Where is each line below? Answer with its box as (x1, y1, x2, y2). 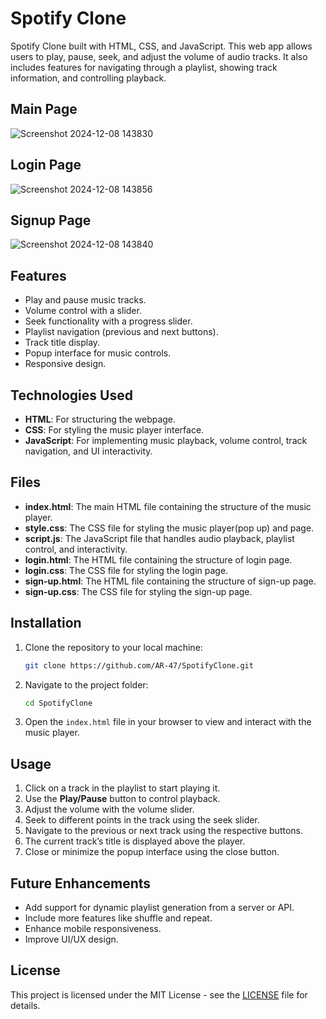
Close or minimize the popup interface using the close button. (24, 846, 280, 858)
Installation (10, 615, 82, 632)
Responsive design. (24, 358, 107, 370)
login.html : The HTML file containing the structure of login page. (24, 553, 293, 566)
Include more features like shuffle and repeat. (24, 912, 213, 924)
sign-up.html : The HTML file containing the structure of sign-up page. (24, 575, 317, 587)
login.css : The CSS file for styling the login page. (24, 564, 229, 576)
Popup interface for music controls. (24, 347, 172, 359)
